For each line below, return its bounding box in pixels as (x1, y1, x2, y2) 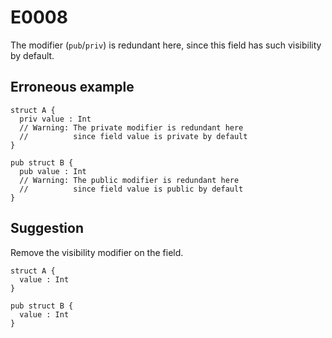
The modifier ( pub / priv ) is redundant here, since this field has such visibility (10, 39, 322, 51)
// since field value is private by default (19, 131, 248, 141)
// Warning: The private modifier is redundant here (19, 122, 244, 133)
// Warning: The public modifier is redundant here (19, 175, 240, 185)
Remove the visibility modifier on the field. (10, 246, 184, 258)
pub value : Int (19, 166, 87, 176)
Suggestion (10, 220, 84, 237)
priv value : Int (19, 114, 92, 124)
